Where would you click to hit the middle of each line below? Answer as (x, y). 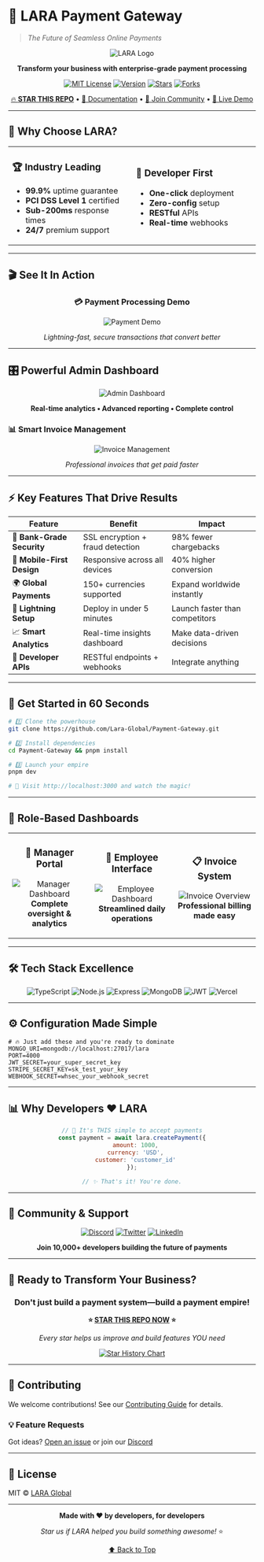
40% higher (194, 560)
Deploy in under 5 (116, 609)
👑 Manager (49, 853)
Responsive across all (123, 560)
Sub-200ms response (68, 210)
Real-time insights (117, 633)
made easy (214, 916)
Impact (212, 524)
